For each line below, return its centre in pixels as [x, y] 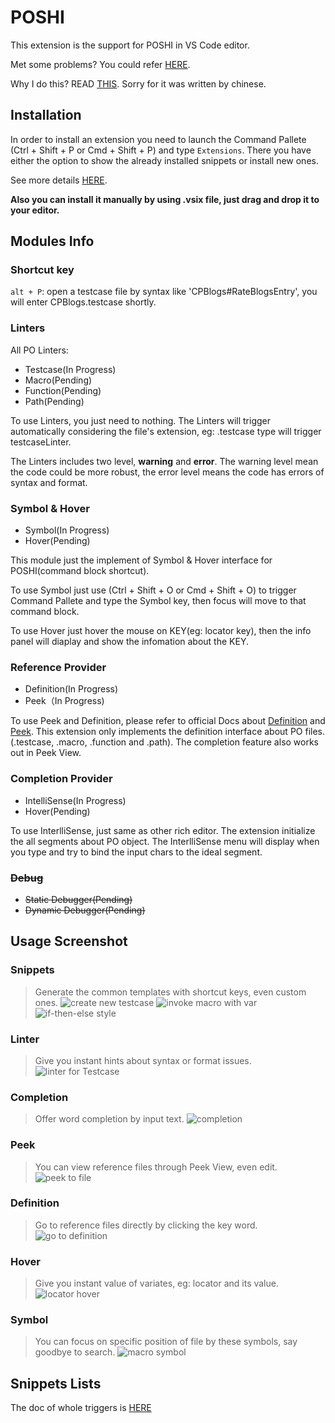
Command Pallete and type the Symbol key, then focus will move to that [158, 601]
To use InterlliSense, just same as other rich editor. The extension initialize [163, 830]
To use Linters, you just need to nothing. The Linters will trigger [141, 420]
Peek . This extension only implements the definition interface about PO [156, 732]
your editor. [35, 210]
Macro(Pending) [58, 380]
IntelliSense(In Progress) [75, 800]
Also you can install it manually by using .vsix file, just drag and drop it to [165, 199]
